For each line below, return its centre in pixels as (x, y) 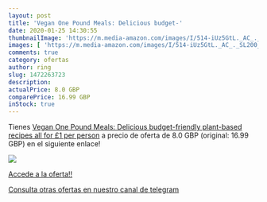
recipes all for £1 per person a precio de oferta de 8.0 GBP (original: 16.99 (128, 135)
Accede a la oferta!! (41, 174)
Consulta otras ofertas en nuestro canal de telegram (94, 190)
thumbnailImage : (35, 38)
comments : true (33, 52)
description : (30, 82)
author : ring (30, 68)
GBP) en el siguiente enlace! (54, 144)
